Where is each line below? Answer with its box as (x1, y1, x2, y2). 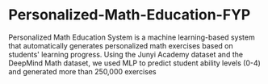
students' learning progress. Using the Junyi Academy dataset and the (8, 49, 244, 59)
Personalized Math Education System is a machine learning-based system (8, 32, 256, 42)
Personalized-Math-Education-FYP (8, 6, 251, 24)
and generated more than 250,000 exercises (8, 66, 157, 76)
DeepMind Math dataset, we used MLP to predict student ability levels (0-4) (8, 58, 261, 68)
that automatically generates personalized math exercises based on (8, 40, 233, 50)
